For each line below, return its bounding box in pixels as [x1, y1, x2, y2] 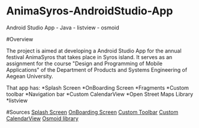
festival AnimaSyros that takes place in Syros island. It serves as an [6, 53, 173, 60]
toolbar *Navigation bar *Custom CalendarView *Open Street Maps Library [6, 90, 194, 97]
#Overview [6, 35, 34, 42]
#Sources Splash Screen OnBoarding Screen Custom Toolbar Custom [6, 108, 179, 115]
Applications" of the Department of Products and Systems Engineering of [6, 66, 188, 73]
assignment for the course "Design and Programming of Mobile [6, 60, 163, 67]
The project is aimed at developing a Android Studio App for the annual [6, 47, 182, 54]
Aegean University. [6, 72, 53, 80]
